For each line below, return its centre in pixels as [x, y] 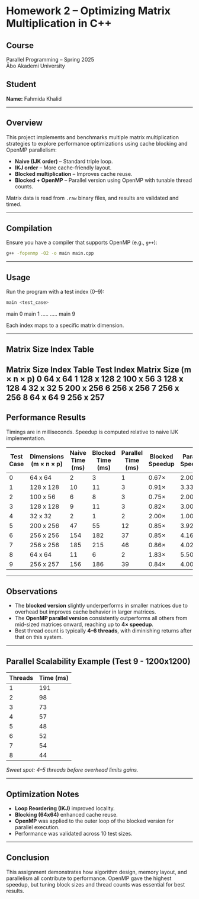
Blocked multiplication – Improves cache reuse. [73, 174]
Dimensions [46, 456]
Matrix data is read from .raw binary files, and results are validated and [92, 198]
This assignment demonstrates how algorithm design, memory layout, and [97, 872]
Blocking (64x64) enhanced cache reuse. [66, 815]
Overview [25, 123]
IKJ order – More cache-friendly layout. [63, 168]
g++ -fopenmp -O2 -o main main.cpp [50, 253]
